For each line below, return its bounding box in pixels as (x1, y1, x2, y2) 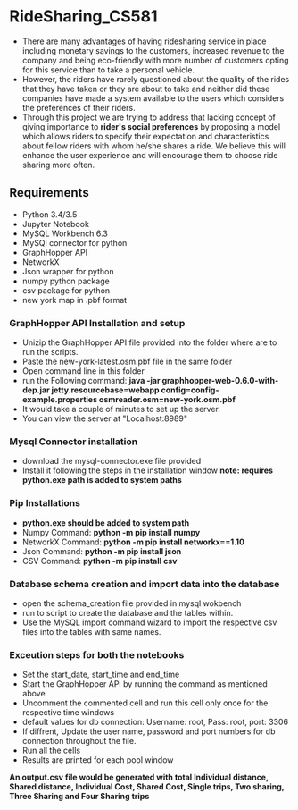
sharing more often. (21, 159, 95, 170)
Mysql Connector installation (9, 435, 138, 448)
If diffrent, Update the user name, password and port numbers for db (21, 726, 276, 737)
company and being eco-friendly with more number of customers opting (21, 55, 289, 65)
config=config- (161, 384, 219, 395)
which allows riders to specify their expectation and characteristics (21, 131, 269, 141)
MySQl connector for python (21, 237, 128, 248)
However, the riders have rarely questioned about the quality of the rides (21, 73, 290, 84)
